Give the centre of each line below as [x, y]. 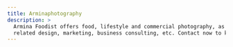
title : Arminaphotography [44, 13]
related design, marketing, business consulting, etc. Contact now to [118, 33]
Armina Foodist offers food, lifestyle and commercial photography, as [119, 26]
